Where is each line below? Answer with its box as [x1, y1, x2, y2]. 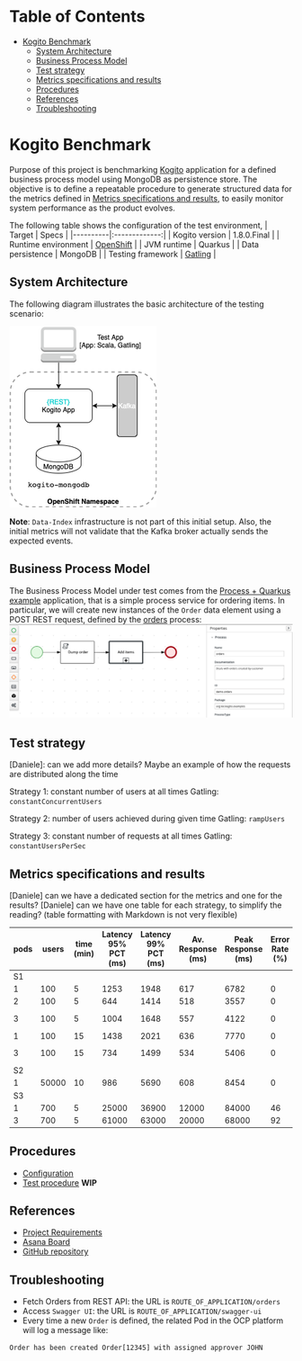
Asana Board [22, 1237, 70, 1248]
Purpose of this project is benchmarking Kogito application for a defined [9, 164, 277, 175]
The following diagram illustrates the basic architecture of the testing [9, 299, 265, 309]
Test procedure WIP [22, 1177, 97, 1188]
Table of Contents [9, 6, 146, 27]
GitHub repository [22, 1246, 89, 1257]
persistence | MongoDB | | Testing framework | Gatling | [9, 248, 217, 259]
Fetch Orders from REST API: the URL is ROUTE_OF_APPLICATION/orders [22, 1296, 281, 1307]
